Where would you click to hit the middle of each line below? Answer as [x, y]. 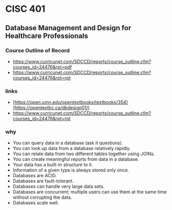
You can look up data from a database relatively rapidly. [72, 149]
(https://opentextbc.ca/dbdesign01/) [51, 108]
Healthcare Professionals [47, 36]
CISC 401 [25, 9]
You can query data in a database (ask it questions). [68, 143]
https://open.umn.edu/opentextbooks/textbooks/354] [71, 102]
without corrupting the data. [42, 197]
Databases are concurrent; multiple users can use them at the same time [90, 192]
